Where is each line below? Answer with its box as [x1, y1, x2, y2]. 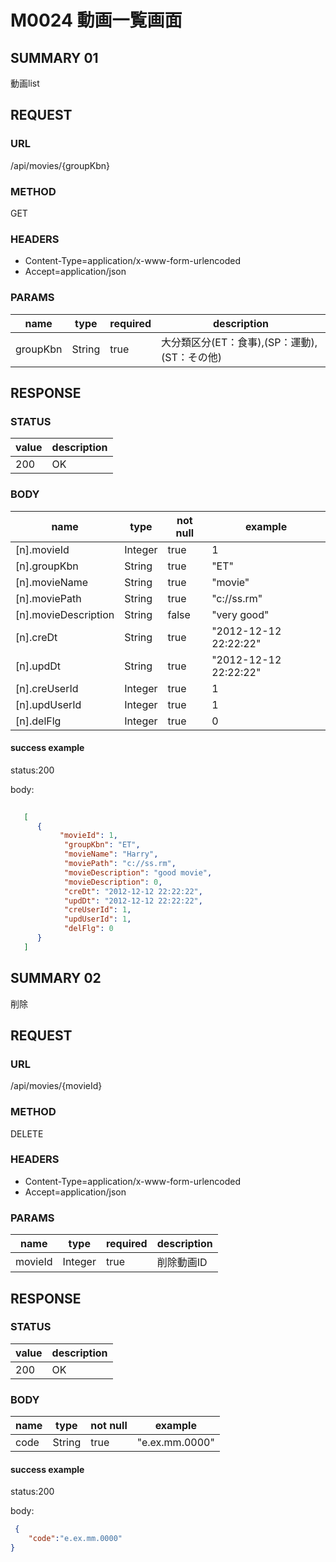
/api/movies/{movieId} [10, 1080, 103, 1092]
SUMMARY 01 [10, 49, 99, 66]
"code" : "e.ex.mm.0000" [28, 1534, 123, 1544]
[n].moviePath [15, 591, 82, 605]
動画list [10, 77, 40, 89]
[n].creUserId [15, 681, 79, 695]
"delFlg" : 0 [63, 924, 114, 934]
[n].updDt [15, 659, 62, 673]
